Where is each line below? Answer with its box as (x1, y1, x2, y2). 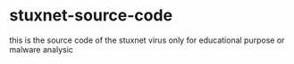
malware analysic (9, 44, 74, 54)
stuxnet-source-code (9, 5, 172, 26)
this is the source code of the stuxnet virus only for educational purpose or (9, 35, 285, 45)
